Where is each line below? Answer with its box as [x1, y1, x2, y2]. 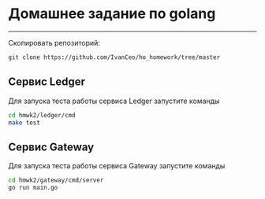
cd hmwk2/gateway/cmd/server [8, 176, 104, 185]
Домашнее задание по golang [8, 5, 216, 23]
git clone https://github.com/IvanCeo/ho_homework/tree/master [8, 53, 221, 61]
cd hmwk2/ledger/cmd [8, 111, 77, 119]
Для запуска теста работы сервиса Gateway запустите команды [8, 161, 226, 171]
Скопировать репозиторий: [8, 38, 101, 47]
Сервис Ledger [8, 76, 85, 89]
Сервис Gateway [8, 140, 95, 153]
